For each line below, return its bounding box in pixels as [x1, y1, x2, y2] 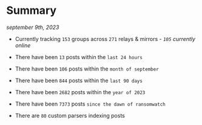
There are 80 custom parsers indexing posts [15, 112, 126, 119]
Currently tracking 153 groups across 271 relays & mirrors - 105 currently [15, 35, 196, 42]
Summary [6, 4, 56, 18]
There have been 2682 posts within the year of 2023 [15, 88, 146, 95]
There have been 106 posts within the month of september [15, 65, 159, 72]
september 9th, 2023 [6, 24, 59, 31]
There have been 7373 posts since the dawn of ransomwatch [15, 100, 166, 107]
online [15, 42, 31, 49]
